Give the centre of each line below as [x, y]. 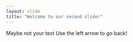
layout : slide [23, 11]
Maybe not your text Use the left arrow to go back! [66, 33]
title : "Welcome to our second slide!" [55, 17]
